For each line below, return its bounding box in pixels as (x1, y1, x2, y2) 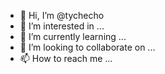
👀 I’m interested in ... (19, 20, 105, 32)
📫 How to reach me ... (19, 53, 113, 64)
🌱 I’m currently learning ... (19, 31, 127, 42)
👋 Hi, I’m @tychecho (19, 10, 105, 21)
